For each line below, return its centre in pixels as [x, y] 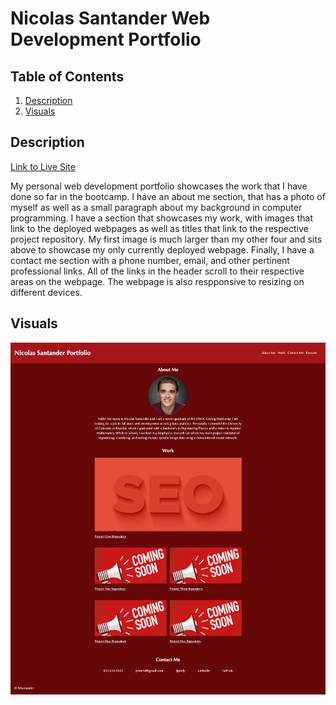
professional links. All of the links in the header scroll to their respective [157, 271]
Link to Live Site [43, 166]
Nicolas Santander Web [110, 18]
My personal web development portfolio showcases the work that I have [159, 186]
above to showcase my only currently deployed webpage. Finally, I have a [162, 249]
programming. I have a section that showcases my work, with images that [161, 218]
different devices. [46, 292]
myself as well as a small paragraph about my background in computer [156, 207]
